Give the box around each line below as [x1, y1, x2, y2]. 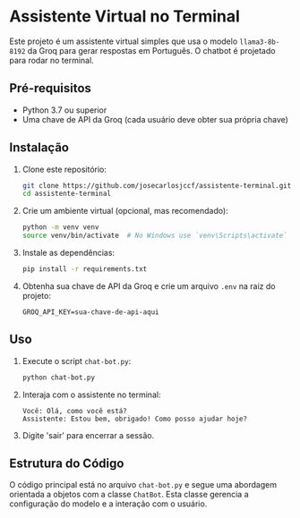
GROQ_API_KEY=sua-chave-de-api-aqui [21, 307, 159, 317]
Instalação [9, 140, 70, 156]
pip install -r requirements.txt [21, 265, 148, 274]
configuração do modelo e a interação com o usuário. [9, 498, 208, 509]
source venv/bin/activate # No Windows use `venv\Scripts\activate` [21, 231, 288, 241]
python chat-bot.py [21, 373, 96, 382]
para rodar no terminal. [9, 55, 94, 65]
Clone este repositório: [21, 164, 107, 174]
